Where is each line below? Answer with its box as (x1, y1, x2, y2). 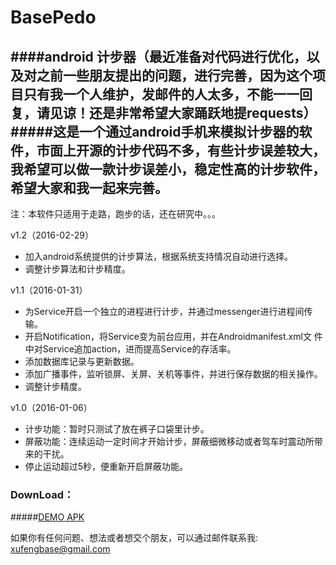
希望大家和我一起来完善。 (10, 179, 168, 196)
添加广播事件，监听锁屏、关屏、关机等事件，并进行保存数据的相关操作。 (24, 368, 323, 380)
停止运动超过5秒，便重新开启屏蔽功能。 (24, 461, 189, 472)
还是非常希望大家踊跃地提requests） (88, 104, 317, 121)
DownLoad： (10, 487, 75, 501)
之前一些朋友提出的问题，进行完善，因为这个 (36, 67, 313, 84)
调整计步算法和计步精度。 (24, 263, 131, 275)
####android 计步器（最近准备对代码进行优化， (10, 48, 307, 65)
